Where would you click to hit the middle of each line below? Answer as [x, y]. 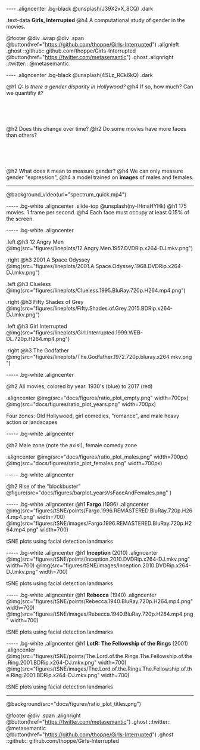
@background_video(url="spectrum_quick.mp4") [66, 194]
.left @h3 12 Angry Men [35, 242]
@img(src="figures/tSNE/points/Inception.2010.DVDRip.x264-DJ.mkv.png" [98, 559]
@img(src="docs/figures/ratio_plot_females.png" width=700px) [84, 463]
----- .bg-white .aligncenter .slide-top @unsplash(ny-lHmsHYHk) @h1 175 [96, 206]
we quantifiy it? [25, 93]
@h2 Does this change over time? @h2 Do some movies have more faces [96, 129]
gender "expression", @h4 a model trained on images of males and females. [100, 177]
